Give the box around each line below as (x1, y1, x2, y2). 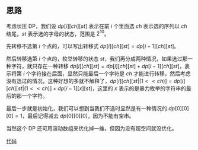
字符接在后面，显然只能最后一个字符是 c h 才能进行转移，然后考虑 (31, 70, 191, 77)
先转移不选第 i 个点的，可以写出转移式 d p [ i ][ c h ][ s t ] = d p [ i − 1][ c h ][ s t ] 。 (6, 43, 180, 50)
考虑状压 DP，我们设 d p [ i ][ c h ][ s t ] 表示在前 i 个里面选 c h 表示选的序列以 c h (6, 23, 188, 30)
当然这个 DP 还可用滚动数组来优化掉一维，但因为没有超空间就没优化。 (6, 125, 177, 132)
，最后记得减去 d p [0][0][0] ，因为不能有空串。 (22, 112, 135, 120)
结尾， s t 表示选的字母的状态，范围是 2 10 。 (6, 29, 110, 37)
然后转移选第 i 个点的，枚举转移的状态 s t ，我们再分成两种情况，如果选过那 (6, 55, 188, 62)
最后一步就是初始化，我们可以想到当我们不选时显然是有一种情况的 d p (6, 105, 175, 112)
